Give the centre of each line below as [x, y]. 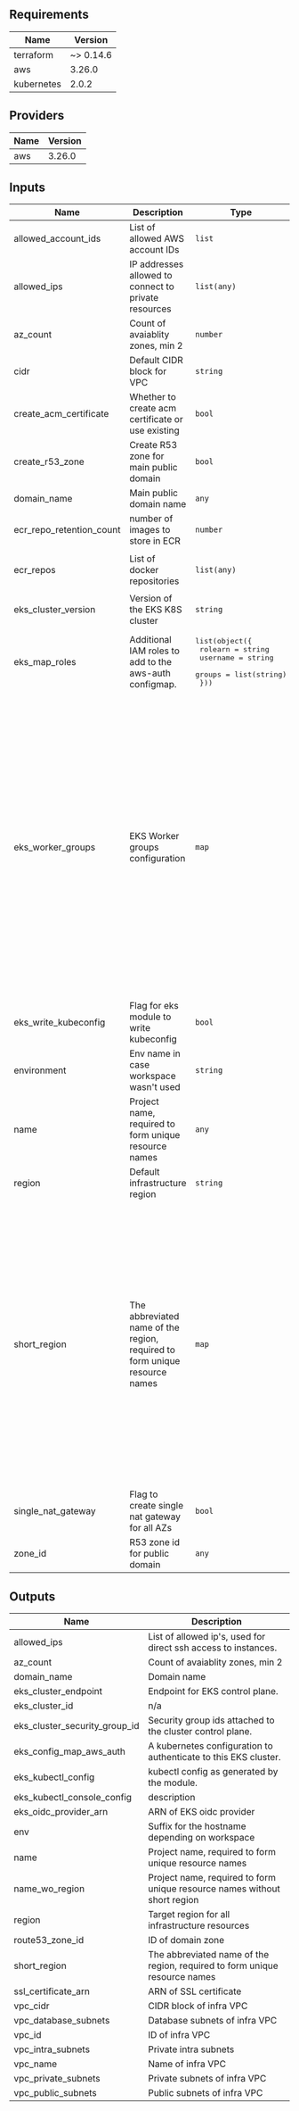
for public [149, 1554]
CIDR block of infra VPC [198, 2006]
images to [149, 530]
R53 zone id [154, 1542]
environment [40, 1070]
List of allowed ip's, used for [207, 1637]
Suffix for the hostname [197, 1826]
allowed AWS [157, 238]
